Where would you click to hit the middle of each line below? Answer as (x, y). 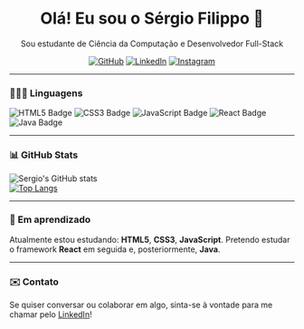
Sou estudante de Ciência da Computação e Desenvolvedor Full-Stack (152, 44)
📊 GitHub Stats (44, 155)
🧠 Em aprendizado (50, 219)
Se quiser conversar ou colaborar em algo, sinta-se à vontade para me (141, 305)
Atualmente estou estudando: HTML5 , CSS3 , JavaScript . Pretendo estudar (150, 239)
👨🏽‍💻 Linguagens (46, 92)
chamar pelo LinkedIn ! (51, 314)
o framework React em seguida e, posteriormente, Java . (115, 249)
